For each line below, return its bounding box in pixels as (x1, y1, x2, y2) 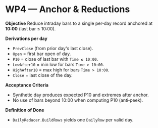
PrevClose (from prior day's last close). (12, 45, 93, 51)
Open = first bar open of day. (12, 51, 71, 57)
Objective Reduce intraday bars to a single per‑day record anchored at (5, 20, 153, 26)
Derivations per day (5, 35, 48, 41)
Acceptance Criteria (5, 82, 49, 88)
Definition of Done (5, 107, 44, 113)
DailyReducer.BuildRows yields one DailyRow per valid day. (12, 116, 134, 122)
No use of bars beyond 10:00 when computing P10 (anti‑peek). (12, 97, 143, 103)
